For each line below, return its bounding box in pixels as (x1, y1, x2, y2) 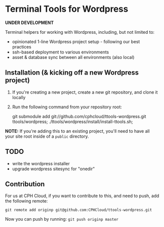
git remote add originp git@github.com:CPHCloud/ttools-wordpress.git (5, 207, 152, 213)
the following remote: (5, 198, 48, 204)
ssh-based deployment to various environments (12, 49, 109, 55)
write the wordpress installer (12, 160, 70, 166)
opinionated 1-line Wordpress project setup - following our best (12, 38, 141, 45)
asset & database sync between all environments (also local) (12, 54, 135, 60)
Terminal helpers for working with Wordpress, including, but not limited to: (5, 29, 155, 35)
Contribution (5, 180, 45, 188)
